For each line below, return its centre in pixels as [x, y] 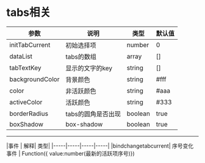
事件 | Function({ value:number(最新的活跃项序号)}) [71, 153]
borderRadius [29, 114]
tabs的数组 [81, 57]
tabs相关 [28, 13]
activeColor [26, 102]
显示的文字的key [89, 68]
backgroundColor [34, 79]
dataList [21, 56]
